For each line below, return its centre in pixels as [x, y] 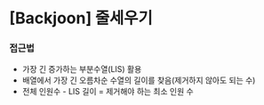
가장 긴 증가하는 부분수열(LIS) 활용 [82, 69]
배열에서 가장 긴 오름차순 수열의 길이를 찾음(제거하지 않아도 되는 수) [139, 80]
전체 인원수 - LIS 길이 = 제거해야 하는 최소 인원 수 [108, 92]
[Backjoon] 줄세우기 [81, 18]
